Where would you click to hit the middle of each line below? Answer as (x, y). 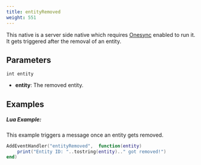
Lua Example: (24, 120)
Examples (25, 104)
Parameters (29, 60)
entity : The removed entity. (49, 85)
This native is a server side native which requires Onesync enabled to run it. (101, 34)
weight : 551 (21, 18)
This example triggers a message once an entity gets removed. (85, 135)
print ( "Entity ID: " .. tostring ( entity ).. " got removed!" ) (92, 152)
